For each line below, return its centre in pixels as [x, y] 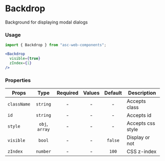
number [44, 151]
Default [113, 93]
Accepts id [139, 115]
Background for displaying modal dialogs [46, 22]
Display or [138, 137]
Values [91, 93]
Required [68, 93]
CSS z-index [142, 151]
